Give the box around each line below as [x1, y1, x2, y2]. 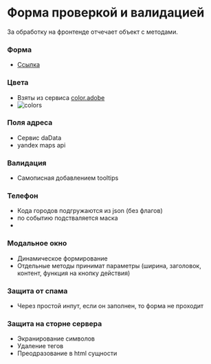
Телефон [7, 191, 38, 201]
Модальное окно [7, 239, 67, 248]
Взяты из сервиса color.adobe [16, 93, 105, 101]
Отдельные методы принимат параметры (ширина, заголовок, [16, 261, 201, 270]
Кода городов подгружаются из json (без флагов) [16, 207, 163, 215]
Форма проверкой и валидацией [7, 5, 205, 21]
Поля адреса [7, 118, 53, 128]
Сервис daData [16, 133, 62, 142]
